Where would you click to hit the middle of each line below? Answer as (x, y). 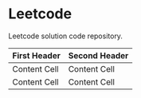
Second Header (98, 55)
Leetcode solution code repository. (66, 36)
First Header (37, 55)
